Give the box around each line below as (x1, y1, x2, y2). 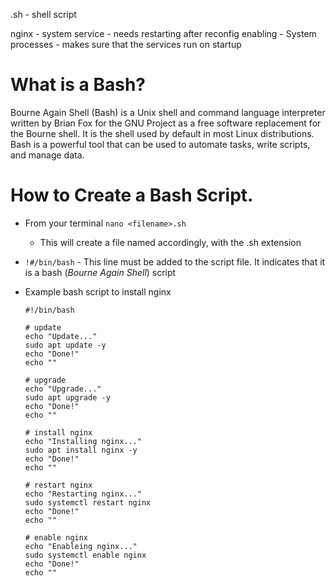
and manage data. (10, 149, 85, 161)
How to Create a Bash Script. (10, 184, 254, 207)
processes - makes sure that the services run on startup (10, 39, 242, 50)
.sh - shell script (10, 9, 77, 20)
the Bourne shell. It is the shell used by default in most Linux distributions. (10, 127, 315, 139)
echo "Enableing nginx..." (24, 541, 138, 551)
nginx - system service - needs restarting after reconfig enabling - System (10, 28, 317, 39)
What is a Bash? (10, 74, 146, 96)
